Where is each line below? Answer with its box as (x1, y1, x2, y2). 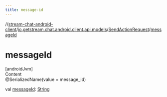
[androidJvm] (5, 65, 33, 71)
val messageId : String (5, 86, 50, 92)
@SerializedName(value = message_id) (5, 76, 86, 82)
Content (5, 71, 22, 77)
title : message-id (5, 7, 43, 12)
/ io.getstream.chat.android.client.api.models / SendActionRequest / (16, 26, 151, 32)
